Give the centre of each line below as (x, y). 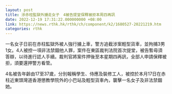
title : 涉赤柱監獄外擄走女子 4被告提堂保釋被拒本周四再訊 (60, 15)
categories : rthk (24, 29)
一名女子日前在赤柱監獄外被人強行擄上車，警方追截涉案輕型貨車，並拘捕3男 (85, 44)
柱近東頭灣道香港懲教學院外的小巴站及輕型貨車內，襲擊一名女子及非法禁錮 (84, 80)
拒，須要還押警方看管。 (30, 63)
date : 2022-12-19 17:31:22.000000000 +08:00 (53, 19)
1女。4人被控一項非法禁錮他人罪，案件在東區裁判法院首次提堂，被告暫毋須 (84, 50)
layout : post (19, 10)
